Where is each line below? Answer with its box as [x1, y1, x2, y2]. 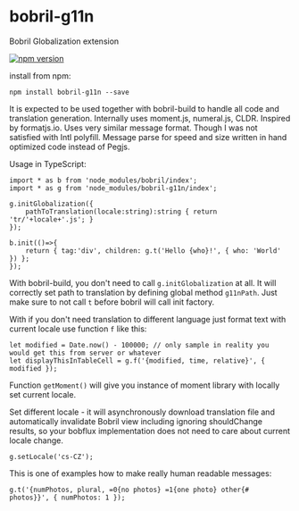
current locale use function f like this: [9, 323, 147, 334]
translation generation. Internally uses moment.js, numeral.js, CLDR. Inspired [9, 113, 291, 123]
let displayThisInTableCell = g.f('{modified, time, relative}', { [9, 356, 266, 365]
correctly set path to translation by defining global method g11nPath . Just [9, 287, 278, 297]
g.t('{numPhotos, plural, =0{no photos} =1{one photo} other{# [9, 485, 250, 494]
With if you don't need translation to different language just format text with [9, 314, 287, 324]
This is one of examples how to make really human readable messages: [9, 467, 272, 479]
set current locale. [9, 389, 77, 399]
